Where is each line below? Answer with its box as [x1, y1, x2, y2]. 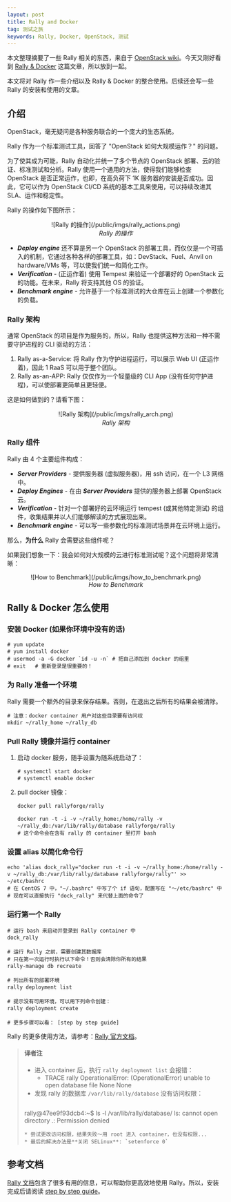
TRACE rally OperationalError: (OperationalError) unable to [44, 1074, 210, 1082]
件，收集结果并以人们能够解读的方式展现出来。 [17, 512, 150, 521]
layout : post [7, 11, 45, 18]
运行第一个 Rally [7, 910, 61, 920]
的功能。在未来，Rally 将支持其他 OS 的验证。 [17, 278, 148, 287]
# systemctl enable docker [17, 775, 95, 782]
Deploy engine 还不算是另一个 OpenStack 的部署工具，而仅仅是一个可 [17, 244, 217, 252]
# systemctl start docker [17, 768, 92, 775]
